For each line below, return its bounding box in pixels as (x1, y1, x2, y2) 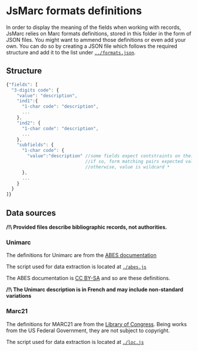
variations (6, 292, 32, 300)
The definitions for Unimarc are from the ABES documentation (6, 252, 157, 259)
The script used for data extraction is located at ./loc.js (6, 338, 144, 345)
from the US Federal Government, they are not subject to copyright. (6, 327, 170, 334)
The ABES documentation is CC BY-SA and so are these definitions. (6, 275, 171, 282)
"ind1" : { (16, 98, 38, 104)
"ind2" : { (16, 120, 41, 126)
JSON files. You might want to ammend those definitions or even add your (6, 36, 186, 43)
